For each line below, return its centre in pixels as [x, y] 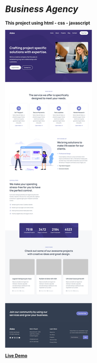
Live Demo [16, 356]
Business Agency [42, 9]
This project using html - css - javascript [48, 23]
